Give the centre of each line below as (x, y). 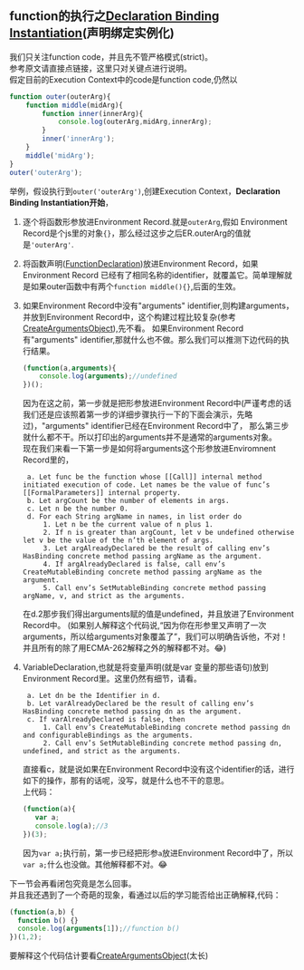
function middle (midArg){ (75, 105)
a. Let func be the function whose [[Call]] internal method (144, 477)
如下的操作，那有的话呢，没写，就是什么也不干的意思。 (125, 781)
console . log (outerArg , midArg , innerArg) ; (135, 122)
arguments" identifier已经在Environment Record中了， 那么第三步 (167, 426)
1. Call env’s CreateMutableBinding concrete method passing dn (167, 728)
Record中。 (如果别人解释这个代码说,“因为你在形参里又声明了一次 (144, 626)
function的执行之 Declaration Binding (114, 16)
